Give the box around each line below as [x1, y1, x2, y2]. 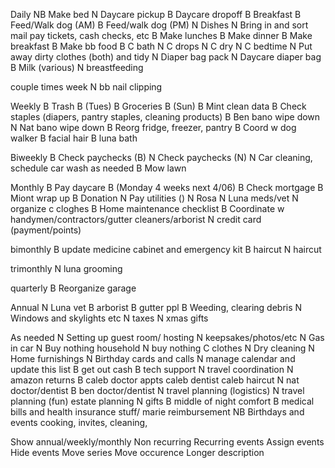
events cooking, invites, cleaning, [10, 417, 148, 428]
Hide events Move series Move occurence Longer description [10, 447, 265, 458]
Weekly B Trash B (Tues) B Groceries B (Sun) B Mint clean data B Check [10, 100, 307, 112]
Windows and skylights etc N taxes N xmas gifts [10, 312, 209, 324]
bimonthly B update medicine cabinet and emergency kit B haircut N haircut [10, 244, 322, 255]
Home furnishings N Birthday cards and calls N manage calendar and [10, 353, 296, 364]
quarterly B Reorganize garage [10, 282, 137, 294]
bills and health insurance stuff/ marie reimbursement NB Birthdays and [10, 406, 305, 418]
